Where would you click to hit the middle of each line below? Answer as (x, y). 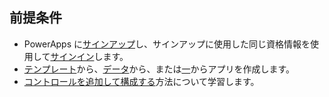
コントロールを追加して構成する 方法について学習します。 (141, 81)
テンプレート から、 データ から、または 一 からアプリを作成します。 (159, 69)
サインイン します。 (89, 56)
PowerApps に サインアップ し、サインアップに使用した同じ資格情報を (167, 44)
